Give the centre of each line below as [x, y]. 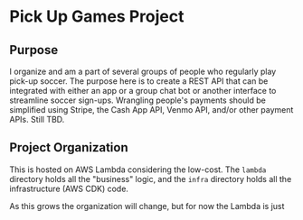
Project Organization [69, 147]
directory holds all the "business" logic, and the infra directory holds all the [151, 179]
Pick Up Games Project [97, 17]
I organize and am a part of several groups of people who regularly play [143, 71]
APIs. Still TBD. [37, 119]
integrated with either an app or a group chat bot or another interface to [143, 91]
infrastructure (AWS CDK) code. [69, 188]
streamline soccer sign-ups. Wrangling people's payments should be [138, 100]
